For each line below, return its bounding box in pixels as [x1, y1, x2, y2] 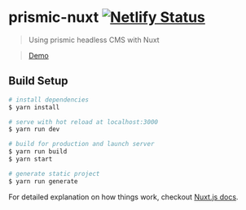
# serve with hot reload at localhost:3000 [8, 118, 159, 126]
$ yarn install [8, 103, 60, 111]
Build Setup [8, 74, 68, 88]
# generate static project [8, 169, 100, 178]
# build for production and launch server [8, 140, 155, 148]
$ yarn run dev [8, 126, 60, 134]
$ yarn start [8, 155, 53, 163]
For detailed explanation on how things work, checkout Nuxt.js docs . [8, 191, 239, 202]
